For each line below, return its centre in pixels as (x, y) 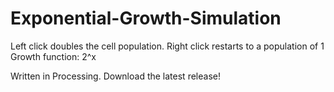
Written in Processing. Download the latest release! (115, 76)
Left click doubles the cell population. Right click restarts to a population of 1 (167, 46)
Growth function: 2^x (53, 56)
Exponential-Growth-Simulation (146, 18)
